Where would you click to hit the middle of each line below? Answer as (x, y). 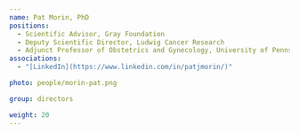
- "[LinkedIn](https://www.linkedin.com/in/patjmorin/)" (125, 67)
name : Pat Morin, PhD (49, 17)
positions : (29, 26)
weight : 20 (29, 115)
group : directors (41, 98)
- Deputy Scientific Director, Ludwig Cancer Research (121, 42)
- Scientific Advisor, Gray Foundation (91, 34)
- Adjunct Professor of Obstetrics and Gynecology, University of (143, 51)
